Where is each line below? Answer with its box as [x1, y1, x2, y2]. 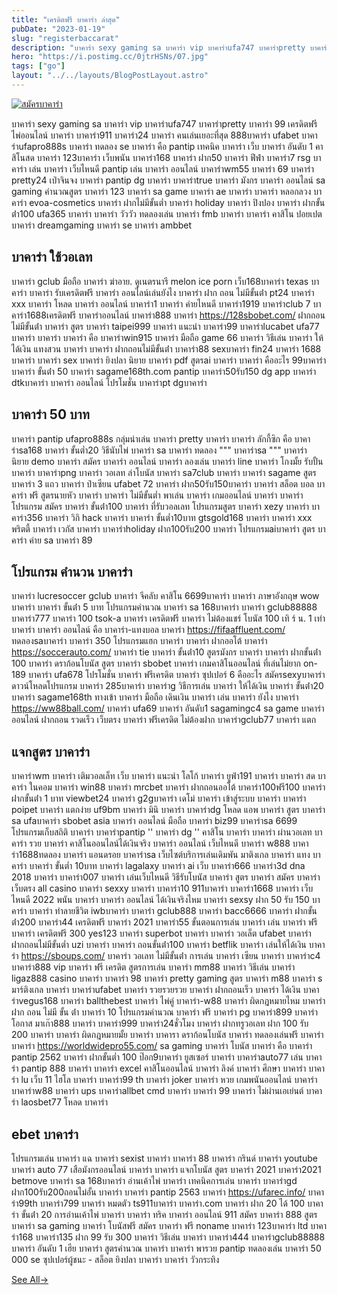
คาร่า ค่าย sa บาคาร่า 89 [11, 534, 93, 546]
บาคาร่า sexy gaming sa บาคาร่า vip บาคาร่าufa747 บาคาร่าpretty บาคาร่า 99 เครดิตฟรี [11, 117, 318, 130]
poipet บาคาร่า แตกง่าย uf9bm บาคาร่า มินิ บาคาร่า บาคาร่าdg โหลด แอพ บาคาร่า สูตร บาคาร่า [11, 804, 326, 816]
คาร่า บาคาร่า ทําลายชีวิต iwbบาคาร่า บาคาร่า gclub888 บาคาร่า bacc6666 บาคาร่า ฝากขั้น [11, 905, 318, 917]
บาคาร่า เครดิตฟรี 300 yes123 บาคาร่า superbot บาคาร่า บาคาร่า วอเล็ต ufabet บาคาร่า [11, 927, 312, 940]
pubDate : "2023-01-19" [11, 24, 106, 34]
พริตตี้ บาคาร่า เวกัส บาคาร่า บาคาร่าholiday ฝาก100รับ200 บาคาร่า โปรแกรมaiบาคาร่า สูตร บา [11, 522, 326, 535]
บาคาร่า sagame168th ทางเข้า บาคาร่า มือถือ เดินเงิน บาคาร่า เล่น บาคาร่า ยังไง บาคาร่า [11, 691, 299, 703]
